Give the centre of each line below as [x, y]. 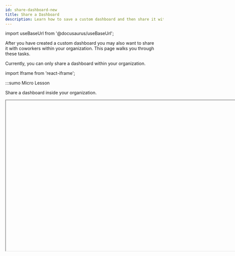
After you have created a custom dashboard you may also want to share [80, 43]
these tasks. [18, 54]
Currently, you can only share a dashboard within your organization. [75, 64]
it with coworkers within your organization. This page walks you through [80, 49]
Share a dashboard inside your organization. [51, 93]
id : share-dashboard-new [31, 10]
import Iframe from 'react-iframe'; [40, 73]
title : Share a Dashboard [32, 15]
